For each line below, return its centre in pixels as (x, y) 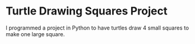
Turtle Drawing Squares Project (87, 11)
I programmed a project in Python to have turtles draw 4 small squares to (97, 28)
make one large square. (35, 34)
